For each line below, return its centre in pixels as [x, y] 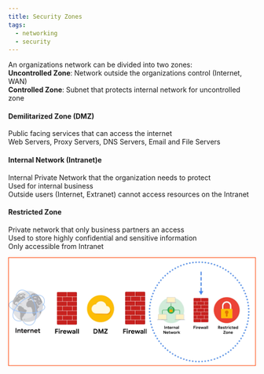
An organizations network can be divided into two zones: [100, 65]
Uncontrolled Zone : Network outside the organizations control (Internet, [125, 73]
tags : [17, 25]
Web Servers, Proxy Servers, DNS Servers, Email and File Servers [114, 142]
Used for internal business [51, 185]
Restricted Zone [35, 212]
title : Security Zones [45, 16]
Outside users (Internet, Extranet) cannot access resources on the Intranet [128, 194]
